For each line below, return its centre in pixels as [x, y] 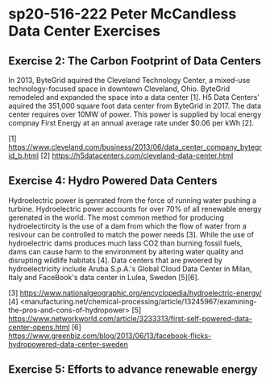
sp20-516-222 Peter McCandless [123, 14]
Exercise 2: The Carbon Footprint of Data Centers [135, 61]
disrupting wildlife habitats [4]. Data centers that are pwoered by [116, 260]
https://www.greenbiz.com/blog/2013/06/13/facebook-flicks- [110, 336]
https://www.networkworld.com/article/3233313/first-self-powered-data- [130, 318]
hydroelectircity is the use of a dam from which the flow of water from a [128, 225]
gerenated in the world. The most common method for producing [116, 217]
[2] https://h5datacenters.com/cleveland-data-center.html [137, 155]
